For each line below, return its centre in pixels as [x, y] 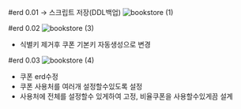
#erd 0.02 [24, 28]
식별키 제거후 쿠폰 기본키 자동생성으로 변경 [85, 44]
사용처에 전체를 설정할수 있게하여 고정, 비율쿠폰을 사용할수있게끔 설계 [126, 96]
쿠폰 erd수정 [39, 77]
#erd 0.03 [24, 60]
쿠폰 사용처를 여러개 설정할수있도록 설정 [81, 86]
